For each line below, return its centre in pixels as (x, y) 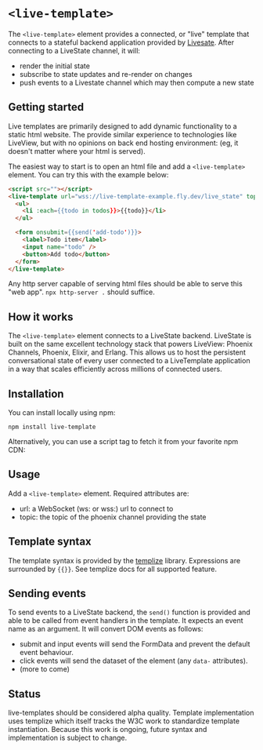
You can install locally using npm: (62, 413)
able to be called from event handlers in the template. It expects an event (126, 621)
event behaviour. (47, 653)
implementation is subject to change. (68, 738)
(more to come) (45, 669)
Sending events (47, 593)
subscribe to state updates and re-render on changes (106, 74)
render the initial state (54, 66)
